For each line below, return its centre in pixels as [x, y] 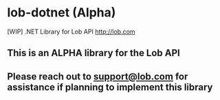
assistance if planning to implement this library [110, 87]
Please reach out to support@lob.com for [98, 76]
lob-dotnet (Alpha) [62, 13]
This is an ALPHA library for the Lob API [94, 53]
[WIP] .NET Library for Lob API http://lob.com [71, 32]
